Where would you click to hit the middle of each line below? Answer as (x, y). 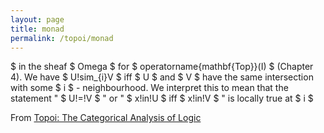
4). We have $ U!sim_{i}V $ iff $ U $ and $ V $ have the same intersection (162, 77)
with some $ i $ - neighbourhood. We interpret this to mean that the (149, 88)
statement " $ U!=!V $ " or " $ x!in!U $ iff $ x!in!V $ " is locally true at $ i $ (162, 98)
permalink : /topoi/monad (62, 38)
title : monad (37, 29)
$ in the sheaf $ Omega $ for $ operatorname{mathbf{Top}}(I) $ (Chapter (162, 67)
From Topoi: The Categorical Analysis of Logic (106, 118)
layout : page (37, 19)
